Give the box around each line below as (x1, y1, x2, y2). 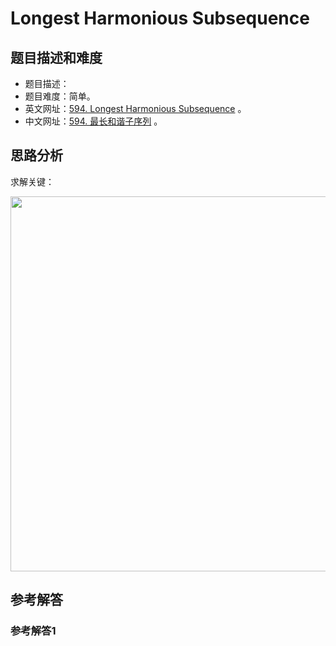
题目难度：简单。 (24, 90, 96, 102)
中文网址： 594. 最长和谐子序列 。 (24, 115, 163, 127)
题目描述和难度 (10, 49, 103, 66)
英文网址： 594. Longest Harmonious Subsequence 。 (24, 103, 247, 114)
